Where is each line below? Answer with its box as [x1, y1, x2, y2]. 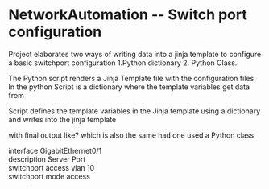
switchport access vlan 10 [8, 162, 95, 172]
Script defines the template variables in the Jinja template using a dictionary [8, 106, 261, 116]
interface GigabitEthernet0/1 [8, 146, 102, 155]
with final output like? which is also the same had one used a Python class [8, 130, 255, 140]
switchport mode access [8, 171, 91, 181]
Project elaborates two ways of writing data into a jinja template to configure [8, 49, 262, 59]
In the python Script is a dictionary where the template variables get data [8, 82, 250, 92]
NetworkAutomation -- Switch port [8, 6, 247, 24]
